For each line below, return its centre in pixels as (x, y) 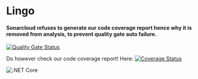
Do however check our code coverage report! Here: (70, 59)
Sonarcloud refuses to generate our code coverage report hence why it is (99, 27)
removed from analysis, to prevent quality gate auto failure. (82, 34)
